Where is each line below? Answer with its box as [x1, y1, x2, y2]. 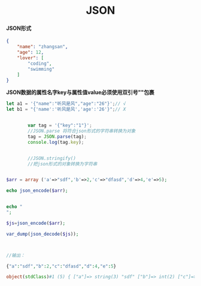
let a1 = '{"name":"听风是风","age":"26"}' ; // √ [6, 101, 126, 107]
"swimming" [28, 66, 55, 72]
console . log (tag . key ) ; [28, 139, 84, 145]
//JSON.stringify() [28, 155, 77, 161]
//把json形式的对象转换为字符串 [28, 161, 98, 167]
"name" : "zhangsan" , [17, 44, 68, 50]
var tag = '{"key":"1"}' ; [28, 122, 93, 129]
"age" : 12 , [17, 49, 44, 56]
